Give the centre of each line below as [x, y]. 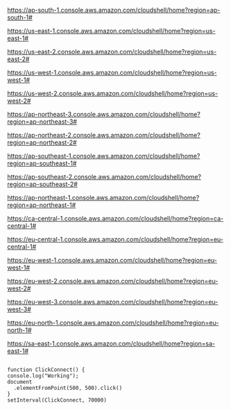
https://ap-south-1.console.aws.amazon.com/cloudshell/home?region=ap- [114, 10]
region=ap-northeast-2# [42, 142]
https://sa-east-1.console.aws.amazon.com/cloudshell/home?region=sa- [111, 344]
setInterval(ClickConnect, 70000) [57, 400]
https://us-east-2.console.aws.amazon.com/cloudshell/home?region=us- [112, 52]
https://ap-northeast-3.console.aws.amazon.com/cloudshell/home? [104, 114]
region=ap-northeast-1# [42, 205]
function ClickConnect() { [46, 370]
